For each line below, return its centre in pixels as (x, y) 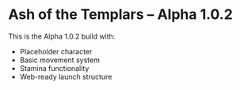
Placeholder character (56, 51)
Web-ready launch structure (66, 76)
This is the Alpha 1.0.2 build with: (62, 36)
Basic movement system (60, 60)
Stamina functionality (54, 68)
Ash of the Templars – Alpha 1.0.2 (121, 15)
